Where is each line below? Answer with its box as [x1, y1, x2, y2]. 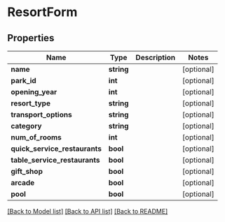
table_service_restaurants [11, 155, 100, 165]
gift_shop [11, 167, 43, 176]
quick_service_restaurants [11, 144, 102, 154]
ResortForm [7, 4, 78, 20]
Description [135, 53, 176, 62]
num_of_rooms [11, 133, 62, 142]
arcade [11, 178, 35, 187]
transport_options [11, 110, 72, 119]
